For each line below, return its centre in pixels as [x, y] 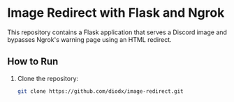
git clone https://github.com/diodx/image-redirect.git [100, 91]
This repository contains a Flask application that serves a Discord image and [117, 32]
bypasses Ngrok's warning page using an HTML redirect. [90, 39]
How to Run [33, 62]
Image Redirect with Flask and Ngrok [116, 13]
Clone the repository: [48, 78]
